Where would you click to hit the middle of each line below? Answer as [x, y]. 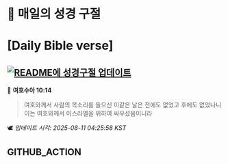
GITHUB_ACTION [45, 152]
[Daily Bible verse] [60, 46]
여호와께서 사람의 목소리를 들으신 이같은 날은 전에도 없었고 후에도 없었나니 [123, 105]
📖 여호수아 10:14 [29, 90]
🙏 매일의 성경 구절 [54, 14]
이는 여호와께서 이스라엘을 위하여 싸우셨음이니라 [88, 113]
